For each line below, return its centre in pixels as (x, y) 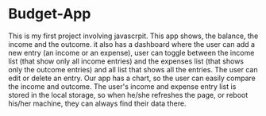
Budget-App (50, 14)
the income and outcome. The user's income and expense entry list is (122, 86)
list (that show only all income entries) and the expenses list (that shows (126, 61)
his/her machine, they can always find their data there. (97, 103)
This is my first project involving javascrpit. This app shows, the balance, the (133, 36)
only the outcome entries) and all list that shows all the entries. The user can (133, 69)
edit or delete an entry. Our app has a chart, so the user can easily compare (132, 78)
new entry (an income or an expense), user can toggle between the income (131, 52)
